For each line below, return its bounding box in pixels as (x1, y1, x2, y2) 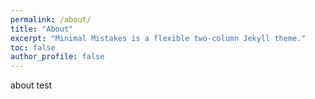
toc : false (10, 42, 56, 53)
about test (10, 79, 53, 91)
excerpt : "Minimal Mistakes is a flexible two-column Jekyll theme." (10, 33, 307, 43)
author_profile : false (10, 52, 105, 62)
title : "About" (10, 24, 74, 34)
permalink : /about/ (10, 14, 92, 25)
